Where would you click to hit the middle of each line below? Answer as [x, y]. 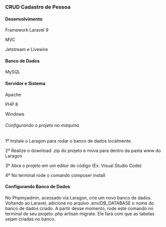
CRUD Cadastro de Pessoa [38, 7]
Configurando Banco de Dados [38, 186]
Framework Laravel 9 [27, 30]
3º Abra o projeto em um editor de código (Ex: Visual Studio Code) [74, 165]
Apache [13, 94]
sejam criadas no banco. [30, 219]
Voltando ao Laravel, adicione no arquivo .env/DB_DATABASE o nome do [80, 203]
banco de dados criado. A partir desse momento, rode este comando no [79, 208]
